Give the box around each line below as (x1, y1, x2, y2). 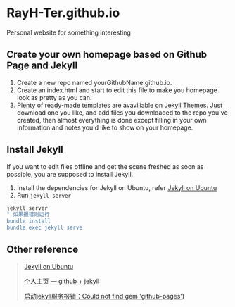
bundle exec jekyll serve (6, 224, 82, 232)
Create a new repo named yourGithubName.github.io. (16, 78, 172, 87)
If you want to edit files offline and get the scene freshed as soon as (6, 162, 204, 170)
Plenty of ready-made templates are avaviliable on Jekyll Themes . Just (16, 101, 223, 109)
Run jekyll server (16, 191, 72, 199)
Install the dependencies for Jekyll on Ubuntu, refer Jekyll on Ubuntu (16, 183, 217, 192)
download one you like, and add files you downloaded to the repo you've (16, 108, 228, 117)
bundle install (6, 218, 51, 225)
